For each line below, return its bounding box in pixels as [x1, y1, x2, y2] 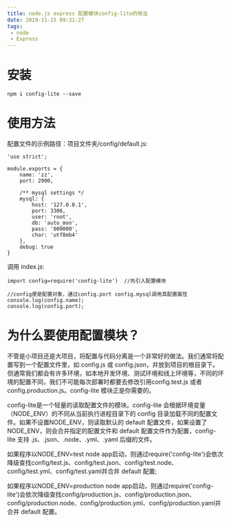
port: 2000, [19, 177, 54, 184]
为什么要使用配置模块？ [7, 328, 140, 344]
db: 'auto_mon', [32, 219, 78, 226]
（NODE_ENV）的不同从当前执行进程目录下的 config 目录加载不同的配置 [7, 409, 212, 417]
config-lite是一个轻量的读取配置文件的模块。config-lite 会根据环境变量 [7, 400, 206, 409]
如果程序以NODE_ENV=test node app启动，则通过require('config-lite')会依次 [7, 450, 223, 458]
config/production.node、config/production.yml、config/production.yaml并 [7, 499, 221, 507]
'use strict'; [7, 153, 48, 160]
